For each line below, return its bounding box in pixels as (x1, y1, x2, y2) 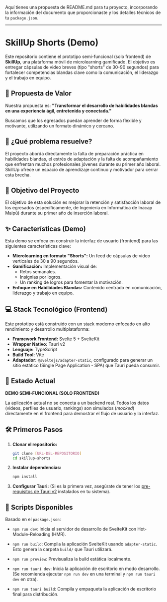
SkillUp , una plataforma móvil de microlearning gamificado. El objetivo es (5, 58, 156, 64)
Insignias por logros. (19, 274, 62, 280)
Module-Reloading (12, 532, 51, 538)
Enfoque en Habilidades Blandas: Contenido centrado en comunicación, (12, 285, 162, 291)
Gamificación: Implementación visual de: (12, 263, 97, 269)
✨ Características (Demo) (5, 224, 86, 233)
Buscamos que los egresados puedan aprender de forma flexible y (5, 117, 142, 123)
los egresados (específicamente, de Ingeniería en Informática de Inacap (5, 205, 153, 211)
